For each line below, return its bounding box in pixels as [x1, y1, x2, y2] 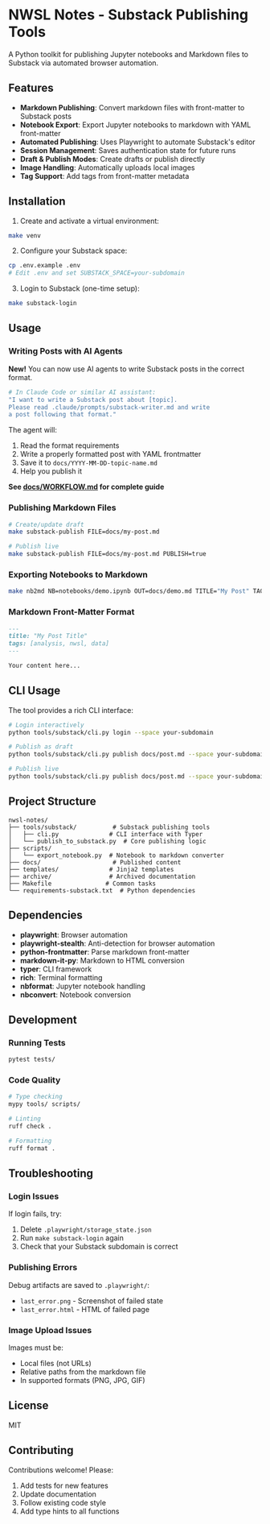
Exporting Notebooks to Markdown [8, 569, 149, 580]
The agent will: [8, 425, 58, 435]
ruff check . [8, 1122, 52, 1131]
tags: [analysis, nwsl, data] [8, 640, 110, 648]
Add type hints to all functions [19, 1506, 120, 1516]
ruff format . [8, 1144, 56, 1153]
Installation [8, 195, 66, 209]
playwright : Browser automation [19, 930, 129, 939]
